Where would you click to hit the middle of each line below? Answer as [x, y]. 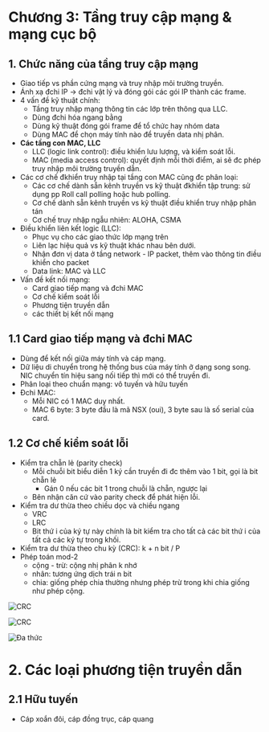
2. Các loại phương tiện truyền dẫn [125, 670]
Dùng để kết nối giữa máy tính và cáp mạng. [93, 358]
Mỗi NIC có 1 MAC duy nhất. [79, 401]
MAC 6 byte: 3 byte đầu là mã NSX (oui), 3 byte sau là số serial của [143, 409]
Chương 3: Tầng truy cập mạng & [120, 17]
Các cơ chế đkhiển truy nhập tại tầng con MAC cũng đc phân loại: [129, 177]
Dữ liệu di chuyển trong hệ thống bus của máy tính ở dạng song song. [135, 366]
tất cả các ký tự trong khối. [76, 539]
